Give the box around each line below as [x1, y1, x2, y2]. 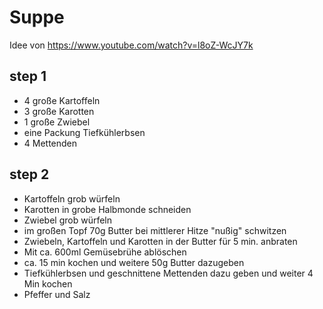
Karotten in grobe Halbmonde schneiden [23, 203, 192, 215]
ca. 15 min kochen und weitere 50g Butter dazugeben [23, 256, 245, 268]
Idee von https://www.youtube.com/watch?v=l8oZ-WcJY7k [9, 39, 254, 51]
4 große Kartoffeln [23, 94, 101, 106]
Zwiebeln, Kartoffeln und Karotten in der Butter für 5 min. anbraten [23, 235, 298, 247]
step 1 [9, 68, 47, 85]
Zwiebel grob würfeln [23, 214, 113, 226]
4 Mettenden [23, 137, 78, 149]
